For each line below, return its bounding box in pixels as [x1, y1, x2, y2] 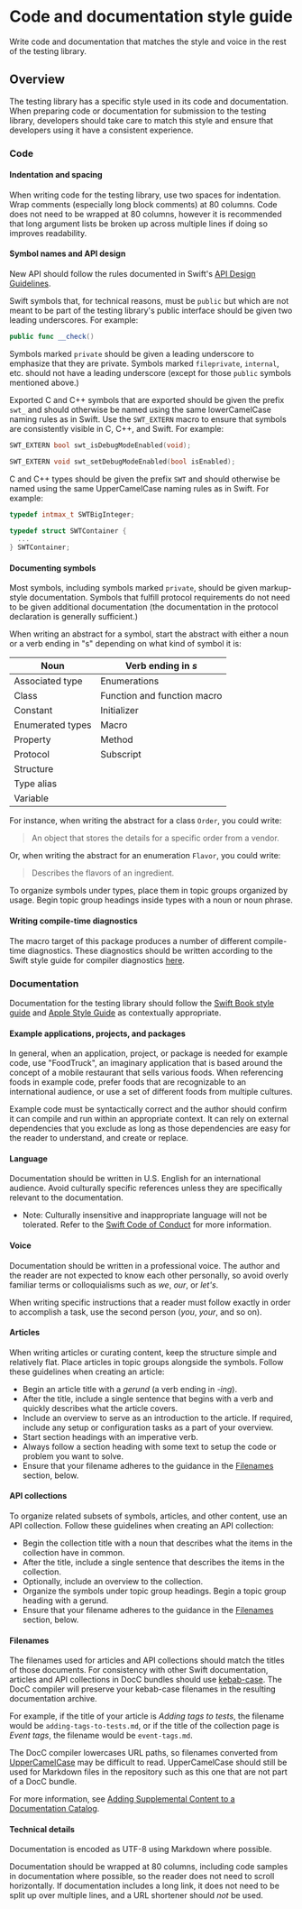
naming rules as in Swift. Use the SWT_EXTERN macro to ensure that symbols [9, 413, 287, 425]
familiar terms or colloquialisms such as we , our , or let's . [9, 1279, 219, 1290]
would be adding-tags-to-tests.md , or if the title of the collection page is [9, 1721, 279, 1731]
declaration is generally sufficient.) [9, 611, 138, 622]
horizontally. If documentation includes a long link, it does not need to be [9, 1880, 279, 1891]
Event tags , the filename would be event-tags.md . [9, 1730, 194, 1741]
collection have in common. [22, 1546, 125, 1557]
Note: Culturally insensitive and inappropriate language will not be [22, 1210, 268, 1221]
